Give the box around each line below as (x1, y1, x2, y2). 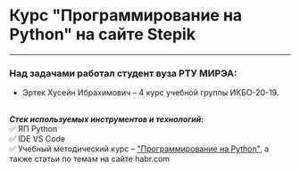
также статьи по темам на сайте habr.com (9, 153, 171, 165)
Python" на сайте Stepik (9, 24, 196, 45)
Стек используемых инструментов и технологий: (9, 114, 204, 125)
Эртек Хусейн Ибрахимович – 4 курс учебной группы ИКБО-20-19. (21, 87, 279, 98)
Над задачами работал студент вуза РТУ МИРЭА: (9, 67, 237, 79)
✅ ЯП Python (9, 124, 58, 134)
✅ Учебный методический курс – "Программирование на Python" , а (9, 143, 270, 154)
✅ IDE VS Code (9, 134, 65, 144)
